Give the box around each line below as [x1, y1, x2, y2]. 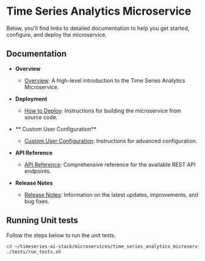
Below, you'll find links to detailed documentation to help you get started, [6, 24, 190, 32]
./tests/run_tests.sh [6, 249, 62, 255]
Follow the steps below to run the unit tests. [6, 231, 116, 239]
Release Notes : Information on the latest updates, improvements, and [24, 191, 198, 198]
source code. [24, 113, 58, 120]
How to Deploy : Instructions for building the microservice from [24, 107, 182, 114]
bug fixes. [24, 197, 50, 205]
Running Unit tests [6, 215, 78, 226]
